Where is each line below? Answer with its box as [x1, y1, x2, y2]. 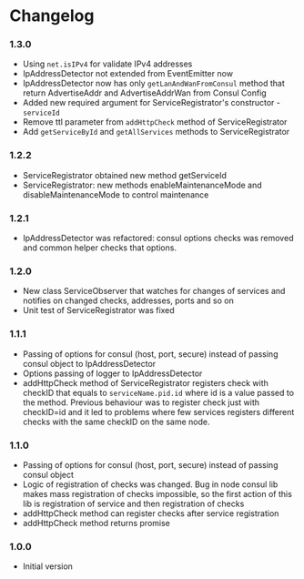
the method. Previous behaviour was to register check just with [22, 397, 260, 408]
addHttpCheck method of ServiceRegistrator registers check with [22, 377, 269, 388]
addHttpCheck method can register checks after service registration [22, 507, 279, 519]
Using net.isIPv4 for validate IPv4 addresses [22, 58, 193, 69]
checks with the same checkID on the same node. [22, 416, 210, 427]
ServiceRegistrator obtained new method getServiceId [22, 169, 228, 180]
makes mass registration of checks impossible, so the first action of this [22, 488, 293, 499]
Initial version [22, 561, 73, 572]
